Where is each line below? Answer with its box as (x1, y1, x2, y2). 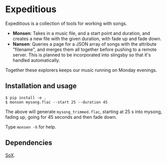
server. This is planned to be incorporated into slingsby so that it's (12, 52, 151, 58)
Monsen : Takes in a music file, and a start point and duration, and (12, 30, 150, 36)
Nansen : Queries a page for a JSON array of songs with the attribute (12, 41, 157, 47)
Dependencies (5, 139, 52, 147)
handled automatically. (12, 57, 60, 63)
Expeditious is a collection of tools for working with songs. (5, 20, 127, 26)
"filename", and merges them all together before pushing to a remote (12, 46, 157, 52)
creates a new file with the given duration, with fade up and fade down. (12, 36, 162, 42)
